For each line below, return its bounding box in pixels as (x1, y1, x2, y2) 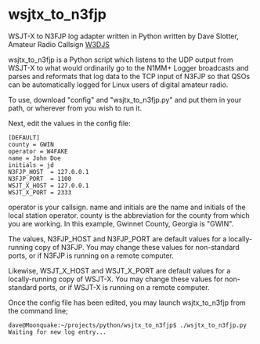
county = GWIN (8, 140, 55, 148)
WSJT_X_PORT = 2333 (8, 188, 72, 197)
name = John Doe (8, 154, 61, 162)
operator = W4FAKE (8, 147, 68, 155)
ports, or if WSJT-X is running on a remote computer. (38, 282, 210, 291)
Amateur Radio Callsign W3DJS (8, 39, 110, 49)
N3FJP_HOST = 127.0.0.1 (8, 168, 89, 176)
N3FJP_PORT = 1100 (8, 175, 72, 183)
